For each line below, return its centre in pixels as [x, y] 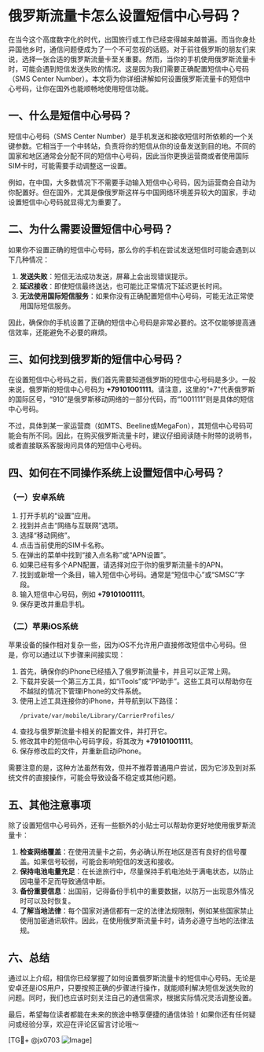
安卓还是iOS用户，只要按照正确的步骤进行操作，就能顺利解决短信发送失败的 [131, 988]
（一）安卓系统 [37, 497]
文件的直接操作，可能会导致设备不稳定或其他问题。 [97, 778]
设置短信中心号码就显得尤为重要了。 [67, 202]
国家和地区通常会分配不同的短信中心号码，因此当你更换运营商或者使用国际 [128, 156]
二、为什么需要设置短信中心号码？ [91, 229]
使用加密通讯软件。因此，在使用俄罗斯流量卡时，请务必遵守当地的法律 [133, 921]
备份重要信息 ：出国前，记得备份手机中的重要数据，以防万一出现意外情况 [136, 891]
